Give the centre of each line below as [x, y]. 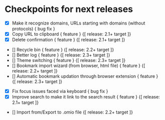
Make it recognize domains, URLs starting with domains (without [78, 23]
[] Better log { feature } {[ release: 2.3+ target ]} [61, 55]
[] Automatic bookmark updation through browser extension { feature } [85, 76]
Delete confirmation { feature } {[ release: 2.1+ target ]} [68, 40]
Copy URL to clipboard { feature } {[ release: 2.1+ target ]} [71, 34]
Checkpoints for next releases [69, 9]
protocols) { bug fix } [34, 29]
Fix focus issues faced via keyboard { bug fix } [60, 91]
